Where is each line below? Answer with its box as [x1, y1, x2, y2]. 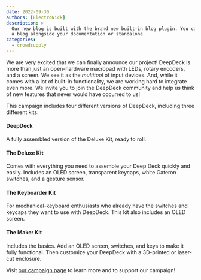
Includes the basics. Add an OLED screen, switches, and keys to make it [6, 242, 184, 249]
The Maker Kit [6, 229, 42, 236]
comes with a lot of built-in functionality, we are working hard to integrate [6, 77, 187, 85]
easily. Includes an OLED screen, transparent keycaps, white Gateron [6, 169, 176, 176]
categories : [6, 37, 36, 43]
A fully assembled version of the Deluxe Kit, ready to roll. [6, 136, 147, 143]
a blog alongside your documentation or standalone [11, 31, 144, 37]
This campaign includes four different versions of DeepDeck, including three [6, 102, 195, 109]
